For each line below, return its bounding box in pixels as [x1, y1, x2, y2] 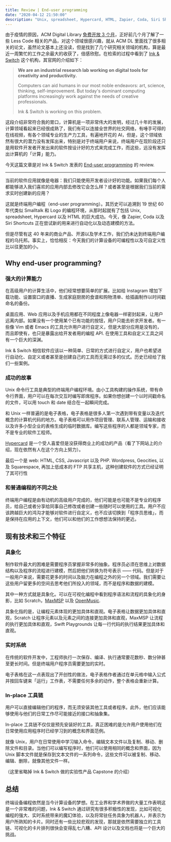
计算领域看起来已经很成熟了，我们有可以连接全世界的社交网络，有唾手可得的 [5, 125, 166, 131]
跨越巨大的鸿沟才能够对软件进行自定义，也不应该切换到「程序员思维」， [9, 509, 159, 515]
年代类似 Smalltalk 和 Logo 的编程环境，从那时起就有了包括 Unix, [5, 207, 141, 214]
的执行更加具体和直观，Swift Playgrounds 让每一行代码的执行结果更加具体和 [5, 621, 165, 627]
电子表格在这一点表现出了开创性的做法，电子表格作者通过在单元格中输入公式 [5, 671, 166, 677]
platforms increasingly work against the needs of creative [17, 93, 139, 99]
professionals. [17, 99, 48, 105]
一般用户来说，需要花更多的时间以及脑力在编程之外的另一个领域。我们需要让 [5, 574, 166, 580]
